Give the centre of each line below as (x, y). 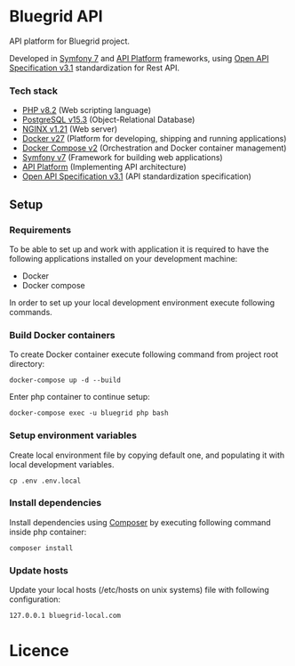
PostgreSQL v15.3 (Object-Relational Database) (108, 120)
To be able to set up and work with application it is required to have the (139, 249)
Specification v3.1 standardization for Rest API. (95, 68)
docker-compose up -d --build (65, 380)
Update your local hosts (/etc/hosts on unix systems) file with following (139, 590)
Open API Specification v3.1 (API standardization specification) (136, 176)
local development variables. (62, 464)
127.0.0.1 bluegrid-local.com (65, 616)
